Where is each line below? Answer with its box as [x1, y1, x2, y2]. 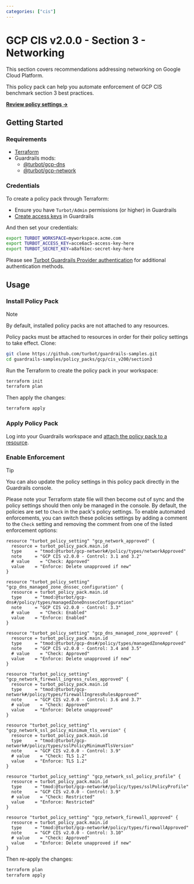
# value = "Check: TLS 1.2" [11, 753, 87, 759]
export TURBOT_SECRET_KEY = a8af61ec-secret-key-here [6, 246, 134, 252]
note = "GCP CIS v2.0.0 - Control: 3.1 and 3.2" [11, 553, 142, 559]
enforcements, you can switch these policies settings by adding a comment [6, 514, 188, 521]
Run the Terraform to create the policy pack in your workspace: [6, 367, 158, 374]
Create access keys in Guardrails [14, 212, 94, 219]
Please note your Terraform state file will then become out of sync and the [6, 496, 185, 503]
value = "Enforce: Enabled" [11, 615, 87, 621]
